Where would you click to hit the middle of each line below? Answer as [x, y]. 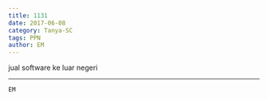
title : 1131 [28, 15]
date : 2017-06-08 [37, 23]
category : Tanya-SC [41, 30]
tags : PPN [25, 38]
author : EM [26, 45]
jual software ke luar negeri [53, 67]
